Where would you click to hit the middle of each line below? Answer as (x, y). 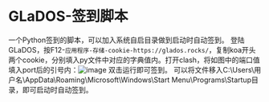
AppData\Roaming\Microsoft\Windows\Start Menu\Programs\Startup (138, 80)
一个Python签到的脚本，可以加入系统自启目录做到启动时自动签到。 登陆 (126, 40)
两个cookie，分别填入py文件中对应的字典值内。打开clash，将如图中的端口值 (134, 60)
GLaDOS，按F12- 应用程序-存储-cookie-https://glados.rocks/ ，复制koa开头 (132, 49)
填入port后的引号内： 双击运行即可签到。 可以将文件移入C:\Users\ (131, 69)
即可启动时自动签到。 (57, 89)
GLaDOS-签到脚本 (68, 16)
